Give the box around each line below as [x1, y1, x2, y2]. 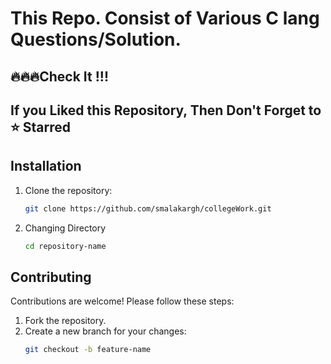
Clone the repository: [24, 184, 113, 196]
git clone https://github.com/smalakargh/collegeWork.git [24, 203, 272, 214]
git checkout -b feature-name [24, 345, 152, 355]
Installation [10, 158, 82, 175]
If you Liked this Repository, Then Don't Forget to [10, 102, 322, 119]
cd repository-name [24, 241, 107, 251]
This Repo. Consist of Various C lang [10, 7, 320, 30]
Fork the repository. [24, 315, 107, 327]
